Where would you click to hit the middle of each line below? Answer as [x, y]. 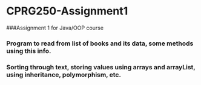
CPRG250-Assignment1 [67, 11]
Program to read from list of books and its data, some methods [100, 43]
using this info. [29, 51]
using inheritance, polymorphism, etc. [64, 75]
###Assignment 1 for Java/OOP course [55, 28]
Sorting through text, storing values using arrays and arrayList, [101, 67]
